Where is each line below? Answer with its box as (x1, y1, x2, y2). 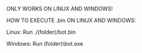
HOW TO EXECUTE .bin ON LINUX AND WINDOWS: (6, 17, 137, 23)
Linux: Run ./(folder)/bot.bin (6, 28, 76, 36)
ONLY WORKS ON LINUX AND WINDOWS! (6, 5, 113, 12)
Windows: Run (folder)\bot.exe (6, 40, 83, 47)
